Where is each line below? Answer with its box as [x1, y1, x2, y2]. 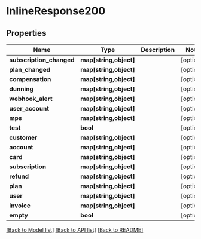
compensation [9, 75, 51, 83]
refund [9, 172, 29, 180]
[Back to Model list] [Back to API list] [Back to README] [6, 226, 144, 234]
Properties [6, 28, 47, 38]
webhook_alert [9, 94, 53, 103]
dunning [9, 85, 34, 93]
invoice [9, 201, 31, 210]
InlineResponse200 [6, 4, 106, 18]
